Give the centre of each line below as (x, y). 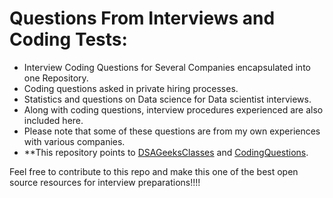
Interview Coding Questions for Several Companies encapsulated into (167, 67)
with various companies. (74, 141)
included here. (53, 120)
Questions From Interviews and (142, 18)
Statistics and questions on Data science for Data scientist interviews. (167, 99)
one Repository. (56, 78)
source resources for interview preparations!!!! (105, 182)
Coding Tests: (68, 39)
